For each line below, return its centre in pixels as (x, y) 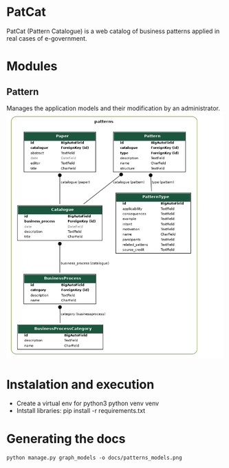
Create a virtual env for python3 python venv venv (88, 403)
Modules (32, 67)
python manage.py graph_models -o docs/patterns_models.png (95, 458)
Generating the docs (66, 439)
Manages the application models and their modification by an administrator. (113, 108)
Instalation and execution (80, 384)
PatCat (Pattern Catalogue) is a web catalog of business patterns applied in (113, 31)
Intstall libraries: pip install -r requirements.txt (81, 411)
